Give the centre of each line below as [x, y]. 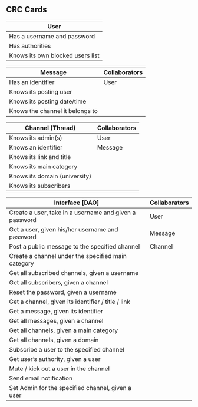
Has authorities [30, 45]
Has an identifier [32, 82]
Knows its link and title [40, 157]
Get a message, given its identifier [56, 311]
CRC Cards [27, 10]
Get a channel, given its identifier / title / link [70, 302]
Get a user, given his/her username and [64, 229]
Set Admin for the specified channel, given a [70, 388]
